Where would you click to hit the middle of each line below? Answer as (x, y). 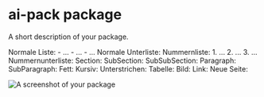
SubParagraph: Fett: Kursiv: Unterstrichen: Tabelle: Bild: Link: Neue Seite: (128, 68)
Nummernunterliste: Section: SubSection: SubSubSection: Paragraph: (122, 60)
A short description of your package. (68, 37)
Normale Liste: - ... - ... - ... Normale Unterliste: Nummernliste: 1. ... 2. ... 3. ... (133, 52)
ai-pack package (65, 15)
